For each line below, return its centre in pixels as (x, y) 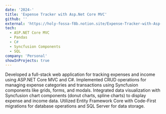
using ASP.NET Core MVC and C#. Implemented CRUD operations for (76, 80)
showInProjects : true (27, 60)
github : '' (16, 19)
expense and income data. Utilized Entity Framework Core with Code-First (81, 101)
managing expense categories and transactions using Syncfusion (72, 85)
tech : (11, 28)
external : (15, 24)
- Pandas (19, 38)
